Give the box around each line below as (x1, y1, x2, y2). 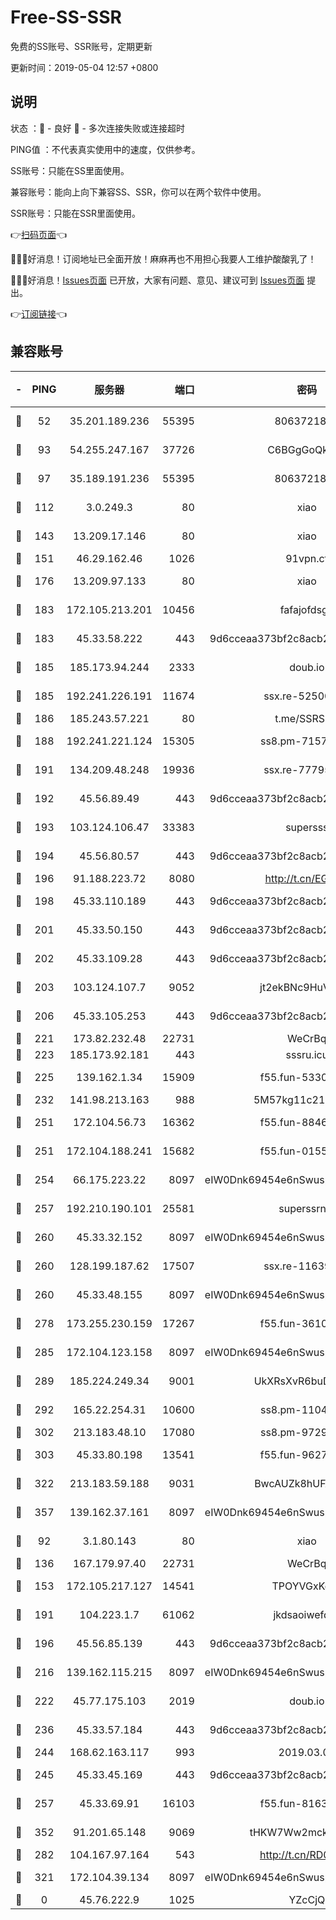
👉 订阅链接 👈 (10, 307, 68, 320)
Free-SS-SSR (10, 6, 122, 29)
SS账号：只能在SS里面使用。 (10, 164, 130, 176)
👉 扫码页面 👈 (10, 228, 68, 240)
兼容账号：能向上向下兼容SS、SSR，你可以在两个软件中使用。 (10, 186, 267, 198)
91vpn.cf (285, 551, 329, 565)
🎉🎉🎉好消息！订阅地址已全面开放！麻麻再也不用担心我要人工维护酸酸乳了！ (10, 252, 317, 265)
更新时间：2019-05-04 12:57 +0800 (10, 61, 159, 73)
